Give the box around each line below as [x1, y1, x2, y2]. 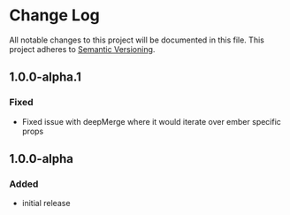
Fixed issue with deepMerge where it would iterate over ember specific [21, 116, 281, 127]
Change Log [9, 5, 100, 26]
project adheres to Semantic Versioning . [9, 43, 156, 54]
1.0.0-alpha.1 [9, 70, 81, 85]
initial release [21, 198, 71, 209]
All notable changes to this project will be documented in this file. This [9, 35, 265, 45]
